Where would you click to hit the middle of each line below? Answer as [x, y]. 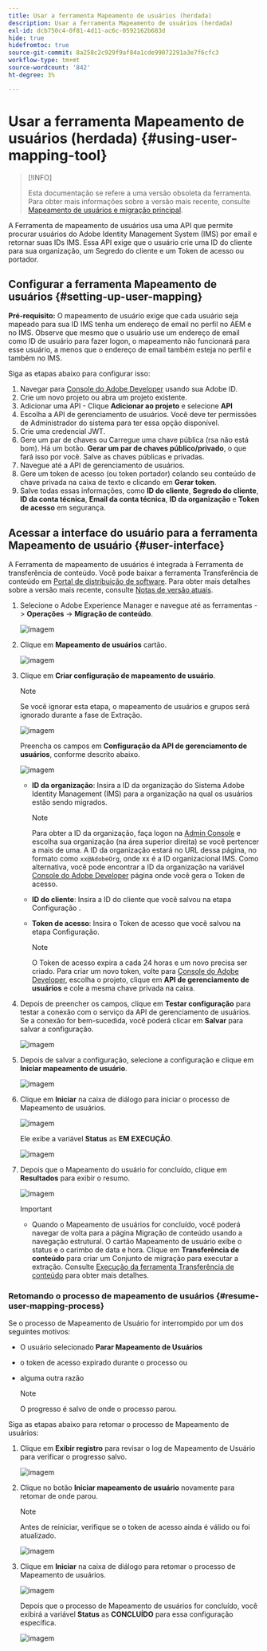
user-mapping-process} [57, 1306]
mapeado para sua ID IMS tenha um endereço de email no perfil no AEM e [130, 325]
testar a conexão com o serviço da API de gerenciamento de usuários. [135, 1012]
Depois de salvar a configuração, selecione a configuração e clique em [137, 1060]
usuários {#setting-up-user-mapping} [106, 296]
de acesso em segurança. [63, 508]
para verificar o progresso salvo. [73, 1457]
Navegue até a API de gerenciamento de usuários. [102, 465]
